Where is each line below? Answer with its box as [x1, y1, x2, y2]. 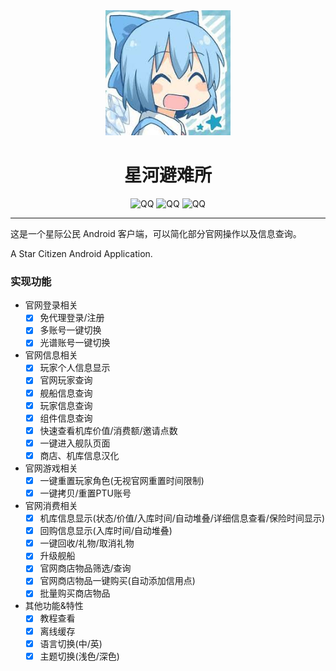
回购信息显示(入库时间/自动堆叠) [39, 525, 173, 537]
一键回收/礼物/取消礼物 [39, 537, 135, 549]
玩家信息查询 [39, 399, 93, 411]
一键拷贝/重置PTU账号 [39, 487, 132, 499]
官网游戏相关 [24, 462, 78, 474]
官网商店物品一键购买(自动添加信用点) [39, 575, 196, 587]
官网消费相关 [24, 500, 78, 512]
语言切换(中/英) [39, 637, 103, 649]
